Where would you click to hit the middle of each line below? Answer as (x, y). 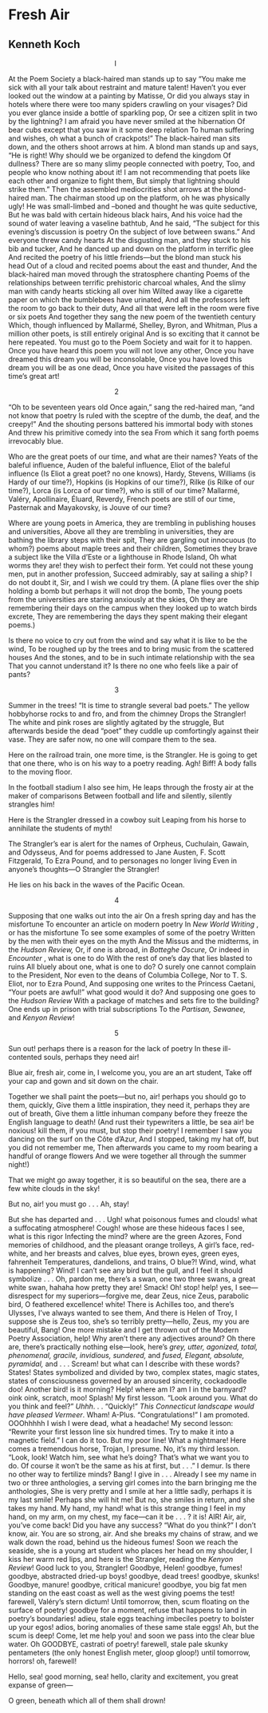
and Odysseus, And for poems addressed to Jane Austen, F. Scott (117, 852)
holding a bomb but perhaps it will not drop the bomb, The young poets (126, 591)
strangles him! (32, 804)
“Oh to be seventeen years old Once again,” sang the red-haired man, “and (132, 407)
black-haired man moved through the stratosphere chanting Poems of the (129, 274)
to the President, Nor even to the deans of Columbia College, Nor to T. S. (128, 975)
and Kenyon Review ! (42, 1018)
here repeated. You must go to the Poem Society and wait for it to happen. (130, 342)
